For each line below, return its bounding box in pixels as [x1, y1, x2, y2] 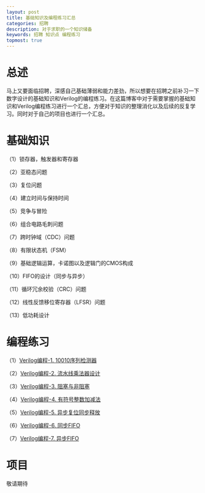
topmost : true [6, 37, 43, 43]
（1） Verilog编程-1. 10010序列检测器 [6, 356, 97, 364]
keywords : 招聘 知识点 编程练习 [6, 32, 81, 38]
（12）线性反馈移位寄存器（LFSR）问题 [6, 298, 106, 306]
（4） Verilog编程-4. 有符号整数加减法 [6, 396, 101, 403]
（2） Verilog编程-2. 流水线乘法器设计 [6, 369, 101, 377]
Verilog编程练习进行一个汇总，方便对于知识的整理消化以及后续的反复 [17, 102, 191, 110]
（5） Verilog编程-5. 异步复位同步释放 [6, 408, 100, 416]
